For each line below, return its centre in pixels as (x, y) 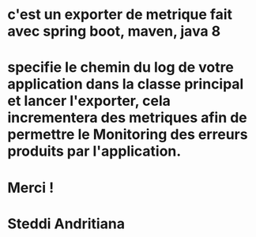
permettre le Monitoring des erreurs (128, 135)
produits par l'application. (94, 151)
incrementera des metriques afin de (128, 118)
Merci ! (31, 188)
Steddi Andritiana (66, 224)
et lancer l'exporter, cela (89, 101)
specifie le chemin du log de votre (120, 68)
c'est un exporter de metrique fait (120, 15)
